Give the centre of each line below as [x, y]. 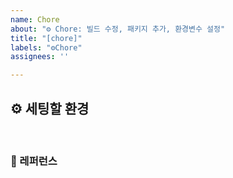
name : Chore [35, 19]
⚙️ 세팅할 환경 [50, 108]
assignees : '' [40, 57]
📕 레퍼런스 [34, 161]
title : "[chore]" [46, 38]
